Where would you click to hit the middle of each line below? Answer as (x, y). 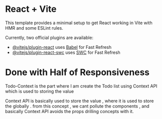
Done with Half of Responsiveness (77, 72)
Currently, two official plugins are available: (49, 38)
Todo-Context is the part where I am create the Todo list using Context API (81, 86)
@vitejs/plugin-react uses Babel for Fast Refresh (62, 47)
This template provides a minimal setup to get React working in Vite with (79, 23)
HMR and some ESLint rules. (34, 28)
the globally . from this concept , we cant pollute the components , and (77, 106)
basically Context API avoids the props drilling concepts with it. (69, 111)
